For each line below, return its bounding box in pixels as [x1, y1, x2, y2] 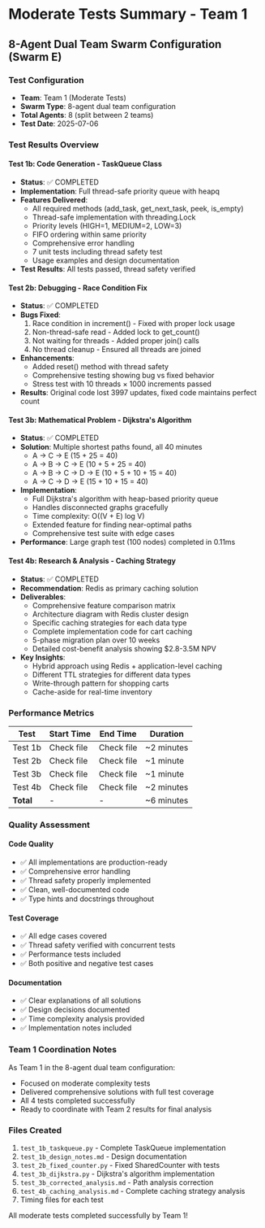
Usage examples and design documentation [32, 255, 180, 265]
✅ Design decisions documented [19, 1005, 130, 1015]
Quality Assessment [8, 819, 91, 830]
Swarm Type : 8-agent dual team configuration [19, 101, 177, 111]
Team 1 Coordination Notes [8, 1044, 118, 1056]
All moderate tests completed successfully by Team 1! [8, 1211, 188, 1221]
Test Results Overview [8, 139, 100, 150]
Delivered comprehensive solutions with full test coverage [19, 1086, 215, 1096]
